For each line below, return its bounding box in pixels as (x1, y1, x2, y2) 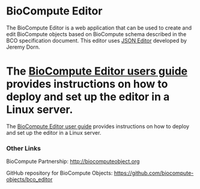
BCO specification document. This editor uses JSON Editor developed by (6, 37, 187, 44)
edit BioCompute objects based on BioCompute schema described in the (6, 30, 187, 37)
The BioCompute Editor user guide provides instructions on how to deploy (6, 122, 190, 130)
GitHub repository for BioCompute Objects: (6, 170, 113, 177)
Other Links (6, 144, 41, 152)
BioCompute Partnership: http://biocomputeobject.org (6, 158, 140, 165)
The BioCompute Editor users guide (6, 64, 188, 78)
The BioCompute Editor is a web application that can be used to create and (6, 24, 192, 31)
